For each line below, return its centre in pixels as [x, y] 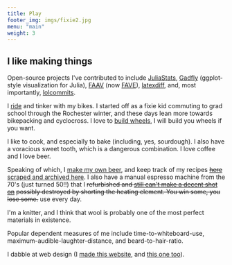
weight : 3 [21, 33]
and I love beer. [29, 156]
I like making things [50, 61]
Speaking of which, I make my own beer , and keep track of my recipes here [115, 170]
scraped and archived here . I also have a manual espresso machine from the [116, 177]
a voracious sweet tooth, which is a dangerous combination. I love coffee [111, 149]
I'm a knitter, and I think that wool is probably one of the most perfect [106, 213]
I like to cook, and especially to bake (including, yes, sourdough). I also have [116, 142]
